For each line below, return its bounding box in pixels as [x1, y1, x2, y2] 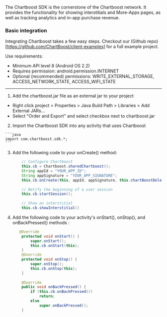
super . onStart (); [30, 238, 66, 244]
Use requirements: [5, 53, 43, 59]
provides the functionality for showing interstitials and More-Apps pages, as [5, 9, 161, 15]
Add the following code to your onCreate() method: [12, 150, 117, 156]
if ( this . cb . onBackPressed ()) [30, 289, 93, 294]
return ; [39, 294, 55, 299]
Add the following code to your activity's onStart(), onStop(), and [12, 214, 146, 220]
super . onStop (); [30, 261, 64, 267]
